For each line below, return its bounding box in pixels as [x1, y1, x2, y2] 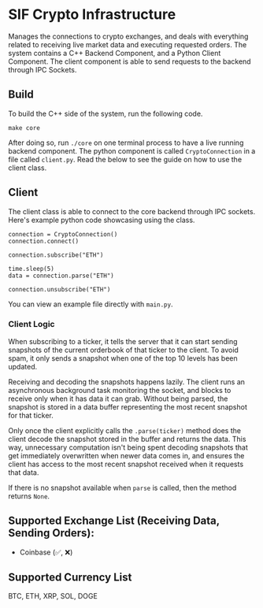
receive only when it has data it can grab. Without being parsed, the [8, 394, 228, 403]
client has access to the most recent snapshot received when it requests [8, 459, 244, 469]
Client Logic [8, 319, 55, 330]
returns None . [8, 491, 50, 501]
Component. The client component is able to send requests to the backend [8, 57, 251, 66]
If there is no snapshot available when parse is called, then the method [8, 483, 237, 492]
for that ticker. [8, 410, 54, 420]
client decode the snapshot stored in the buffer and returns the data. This [8, 434, 246, 443]
